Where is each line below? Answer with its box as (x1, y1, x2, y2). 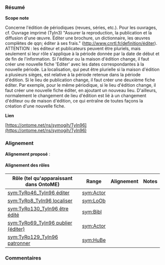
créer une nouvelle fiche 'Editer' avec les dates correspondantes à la (5, 61, 144, 67)
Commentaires (5, 254, 42, 261)
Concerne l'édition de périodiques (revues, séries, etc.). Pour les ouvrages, (5, 25, 157, 31)
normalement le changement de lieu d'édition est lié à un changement (5, 93, 146, 99)
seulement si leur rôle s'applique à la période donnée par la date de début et (5, 51, 160, 57)
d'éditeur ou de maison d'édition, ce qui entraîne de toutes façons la (5, 98, 143, 104)
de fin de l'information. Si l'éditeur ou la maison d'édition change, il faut (5, 56, 149, 62)
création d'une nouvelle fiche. (5, 103, 65, 109)
